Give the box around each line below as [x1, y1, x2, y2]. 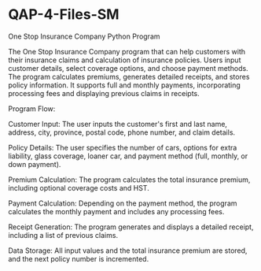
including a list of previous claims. [8, 230, 119, 239]
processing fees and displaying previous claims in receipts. [8, 88, 200, 98]
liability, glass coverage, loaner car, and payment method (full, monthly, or [8, 151, 248, 161]
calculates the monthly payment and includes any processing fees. [8, 206, 225, 216]
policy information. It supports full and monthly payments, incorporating [8, 80, 241, 90]
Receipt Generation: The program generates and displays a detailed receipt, [8, 222, 254, 232]
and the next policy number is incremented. [8, 254, 149, 263]
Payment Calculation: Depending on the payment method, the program [8, 199, 237, 208]
